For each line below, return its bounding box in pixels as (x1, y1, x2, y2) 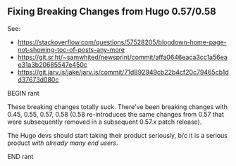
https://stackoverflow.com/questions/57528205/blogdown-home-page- (17, 38, 227, 46)
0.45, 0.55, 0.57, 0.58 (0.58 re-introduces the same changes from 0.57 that (7, 110, 224, 118)
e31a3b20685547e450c (17, 60, 88, 69)
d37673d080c (17, 75, 59, 84)
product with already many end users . (7, 139, 118, 147)
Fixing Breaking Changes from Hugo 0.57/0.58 (7, 6, 216, 18)
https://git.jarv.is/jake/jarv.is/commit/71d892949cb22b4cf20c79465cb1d (17, 68, 229, 76)
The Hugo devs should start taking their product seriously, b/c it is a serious (7, 131, 228, 139)
